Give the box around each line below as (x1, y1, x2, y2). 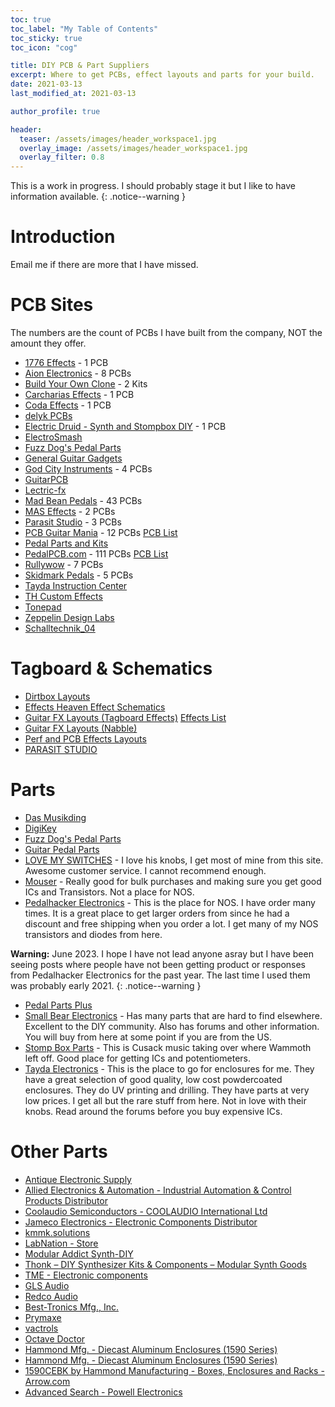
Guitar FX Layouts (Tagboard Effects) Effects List (24, 711, 227, 723)
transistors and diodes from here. (24, 928, 163, 940)
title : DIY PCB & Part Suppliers (10, 61, 150, 71)
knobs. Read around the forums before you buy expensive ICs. (24, 1105, 283, 1117)
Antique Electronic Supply (24, 1173, 132, 1185)
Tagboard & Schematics (10, 657, 213, 680)
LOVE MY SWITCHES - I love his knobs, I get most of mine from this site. (24, 854, 324, 866)
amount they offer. (10, 337, 87, 349)
